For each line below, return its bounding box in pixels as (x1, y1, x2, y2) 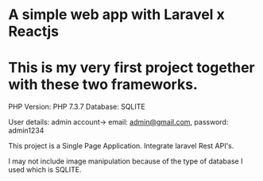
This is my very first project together (8, 59, 256, 77)
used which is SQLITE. (8, 165, 82, 175)
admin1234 (8, 125, 44, 136)
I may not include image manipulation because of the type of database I (8, 156, 243, 166)
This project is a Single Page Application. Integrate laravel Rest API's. (8, 141, 234, 151)
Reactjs (8, 22, 60, 40)
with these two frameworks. (8, 75, 199, 94)
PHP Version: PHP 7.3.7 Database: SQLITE (8, 102, 145, 112)
